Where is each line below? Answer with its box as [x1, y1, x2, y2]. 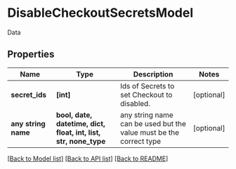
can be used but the [120, 119, 186, 128]
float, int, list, [55, 128, 101, 137]
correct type [120, 136, 162, 146]
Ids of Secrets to [120, 81, 175, 90]
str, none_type [55, 136, 106, 146]
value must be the [120, 128, 180, 137]
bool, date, [55, 110, 93, 120]
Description [133, 69, 173, 79]
